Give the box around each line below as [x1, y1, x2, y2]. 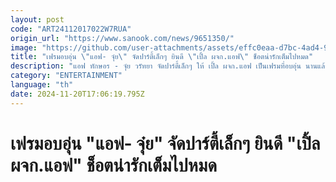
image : [10, 42, 38, 53]
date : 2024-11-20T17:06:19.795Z [10, 89, 145, 99]
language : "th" [10, 80, 74, 90]
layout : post [10, 14, 65, 25]
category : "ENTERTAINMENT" [10, 71, 123, 81]
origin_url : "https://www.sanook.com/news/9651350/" [10, 33, 235, 43]
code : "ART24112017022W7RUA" [10, 24, 132, 34]
